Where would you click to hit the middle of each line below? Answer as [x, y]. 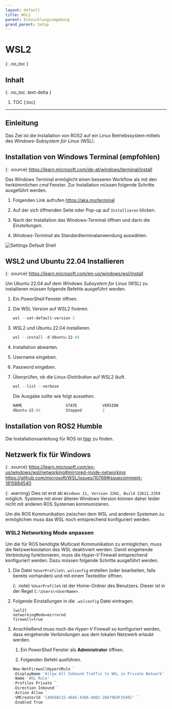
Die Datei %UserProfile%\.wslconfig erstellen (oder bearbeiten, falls [84, 570]
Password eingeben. [34, 367]
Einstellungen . [28, 225]
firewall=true [28, 619]
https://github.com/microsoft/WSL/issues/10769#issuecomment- [74, 478]
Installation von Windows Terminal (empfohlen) [83, 157]
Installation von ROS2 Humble [54, 426]
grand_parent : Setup [27, 24]
